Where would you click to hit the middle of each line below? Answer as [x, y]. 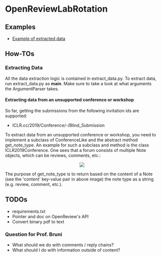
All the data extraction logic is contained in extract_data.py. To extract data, [81, 78]
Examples [20, 27]
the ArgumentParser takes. [32, 89]
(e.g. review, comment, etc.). [34, 184]
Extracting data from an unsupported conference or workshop [70, 100]
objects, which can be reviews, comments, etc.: [53, 155]
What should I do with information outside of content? [66, 250]
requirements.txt [29, 211]
